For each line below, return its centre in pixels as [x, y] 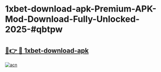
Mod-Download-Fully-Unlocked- [72, 19]
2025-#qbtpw [34, 29]
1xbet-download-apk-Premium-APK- [81, 9]
